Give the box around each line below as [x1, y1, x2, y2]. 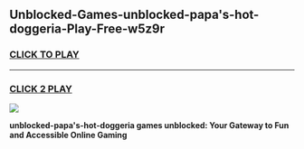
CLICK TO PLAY [9, 49, 80, 61]
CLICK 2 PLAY [9, 82, 72, 95]
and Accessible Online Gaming [9, 129, 128, 140]
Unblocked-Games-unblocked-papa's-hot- [9, 7, 260, 23]
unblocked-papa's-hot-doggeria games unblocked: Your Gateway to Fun [9, 119, 290, 130]
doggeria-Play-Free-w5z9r [9, 22, 166, 37]
